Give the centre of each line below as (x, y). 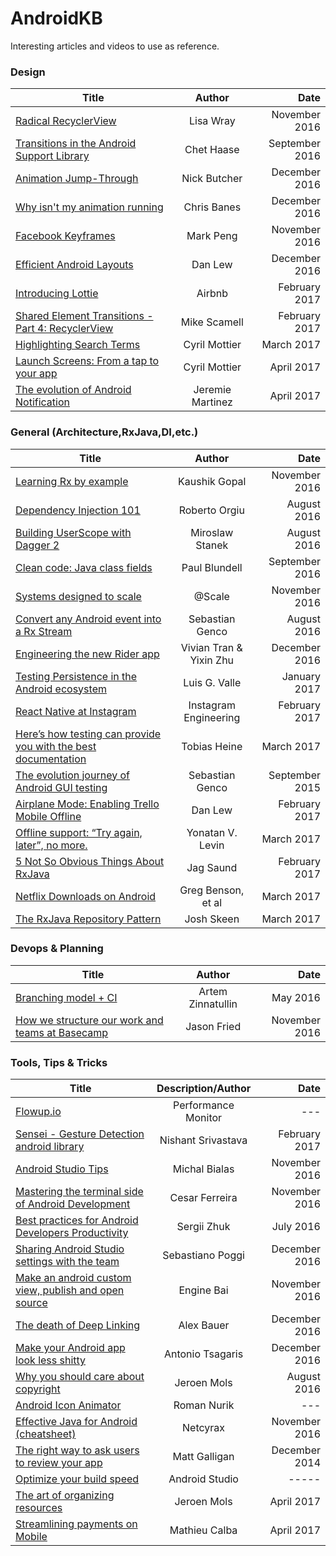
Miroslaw (212, 532)
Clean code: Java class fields (84, 567)
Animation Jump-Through (77, 179)
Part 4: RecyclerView (64, 329)
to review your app (59, 1463)
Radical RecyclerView (66, 121)
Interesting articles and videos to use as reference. (115, 46)
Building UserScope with (73, 532)
